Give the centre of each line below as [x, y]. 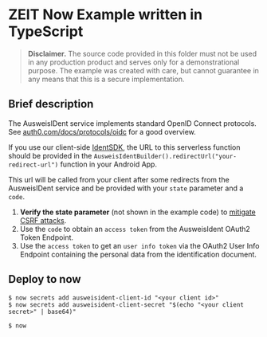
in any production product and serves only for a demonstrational [133, 62]
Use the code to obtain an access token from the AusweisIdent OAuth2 [135, 229]
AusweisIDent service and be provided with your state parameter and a [126, 188]
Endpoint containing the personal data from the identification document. [138, 254]
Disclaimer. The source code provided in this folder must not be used [142, 53]
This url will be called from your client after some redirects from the [119, 179]
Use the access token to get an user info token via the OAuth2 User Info [139, 245]
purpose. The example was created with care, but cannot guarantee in [143, 70]
